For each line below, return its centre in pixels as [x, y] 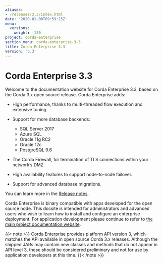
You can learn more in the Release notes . [47, 194]
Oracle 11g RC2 [35, 139]
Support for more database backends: [51, 119]
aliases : [14, 10]
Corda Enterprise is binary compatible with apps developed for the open [79, 203]
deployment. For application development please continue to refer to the [79, 219]
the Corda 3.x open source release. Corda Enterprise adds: [65, 95]
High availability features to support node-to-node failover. [72, 175]
